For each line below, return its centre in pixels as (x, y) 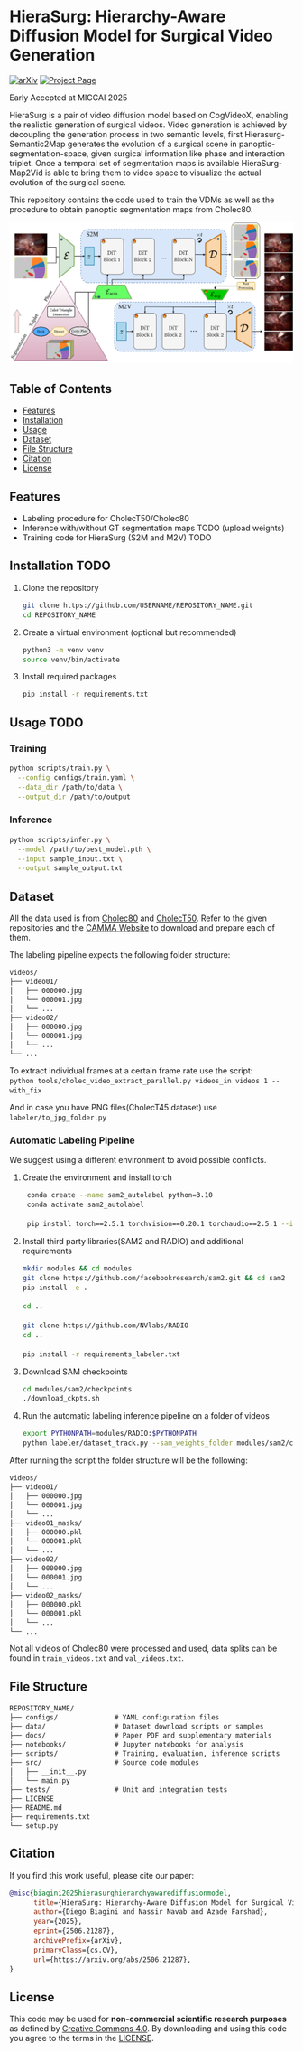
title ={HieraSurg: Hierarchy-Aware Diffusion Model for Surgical (158, 1902)
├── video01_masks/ (46, 1523)
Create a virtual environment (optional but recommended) (129, 632)
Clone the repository (60, 587)
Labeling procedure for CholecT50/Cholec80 (106, 519)
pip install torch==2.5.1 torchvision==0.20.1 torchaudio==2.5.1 (152, 1223)
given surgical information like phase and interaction (188, 153)
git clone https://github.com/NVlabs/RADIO (106, 1326)
